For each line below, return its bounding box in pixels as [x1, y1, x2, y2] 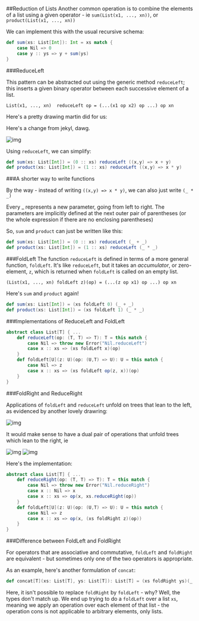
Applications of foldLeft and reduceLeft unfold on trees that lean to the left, [6, 401, 192, 408]
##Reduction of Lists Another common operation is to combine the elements [6, 5, 193, 12]
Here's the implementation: [6, 460, 72, 467]
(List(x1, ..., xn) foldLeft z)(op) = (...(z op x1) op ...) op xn [6, 279, 177, 285]
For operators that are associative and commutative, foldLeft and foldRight [6, 549, 193, 556]
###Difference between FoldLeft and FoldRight [6, 537, 121, 544]
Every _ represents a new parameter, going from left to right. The [6, 203, 165, 210]
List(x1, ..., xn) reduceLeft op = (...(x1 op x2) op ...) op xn [6, 102, 174, 109]
